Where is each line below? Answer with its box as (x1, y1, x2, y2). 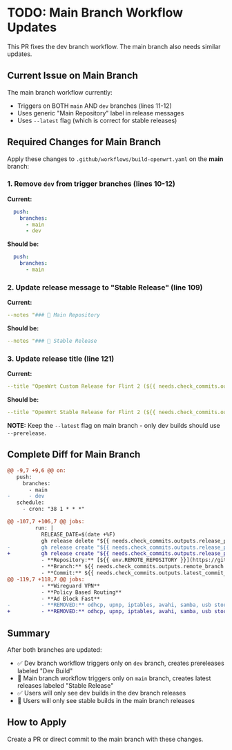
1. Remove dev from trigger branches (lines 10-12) (7, 179, 176, 189)
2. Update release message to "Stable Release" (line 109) (7, 282, 203, 292)
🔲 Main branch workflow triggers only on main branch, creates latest (17, 674, 211, 682)
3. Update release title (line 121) (7, 354, 115, 364)
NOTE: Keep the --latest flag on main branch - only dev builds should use (7, 422, 221, 430)
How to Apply (7, 717, 67, 729)
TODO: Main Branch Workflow (7, 5, 184, 21)
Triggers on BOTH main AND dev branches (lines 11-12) (17, 102, 173, 110)
